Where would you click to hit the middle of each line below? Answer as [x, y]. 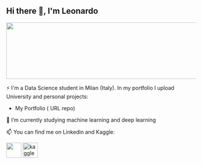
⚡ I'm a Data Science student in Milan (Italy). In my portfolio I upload [90, 87]
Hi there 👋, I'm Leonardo [52, 11]
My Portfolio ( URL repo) [45, 108]
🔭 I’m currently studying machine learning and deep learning [81, 120]
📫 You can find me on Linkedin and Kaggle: [61, 132]
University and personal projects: [47, 96]
